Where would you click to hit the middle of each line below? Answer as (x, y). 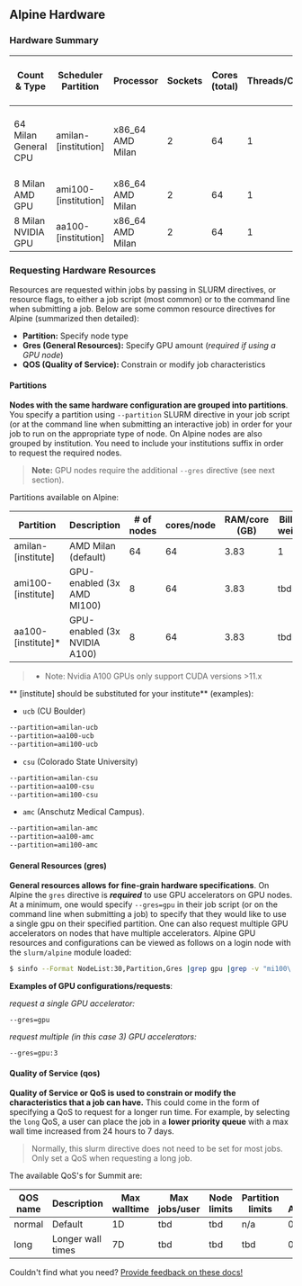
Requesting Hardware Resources (83, 270)
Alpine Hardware (58, 15)
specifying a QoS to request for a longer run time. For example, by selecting (150, 1112)
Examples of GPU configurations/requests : (91, 986)
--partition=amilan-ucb (54, 728)
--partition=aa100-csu (52, 787)
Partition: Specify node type (75, 336)
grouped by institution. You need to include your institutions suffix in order (147, 444)
